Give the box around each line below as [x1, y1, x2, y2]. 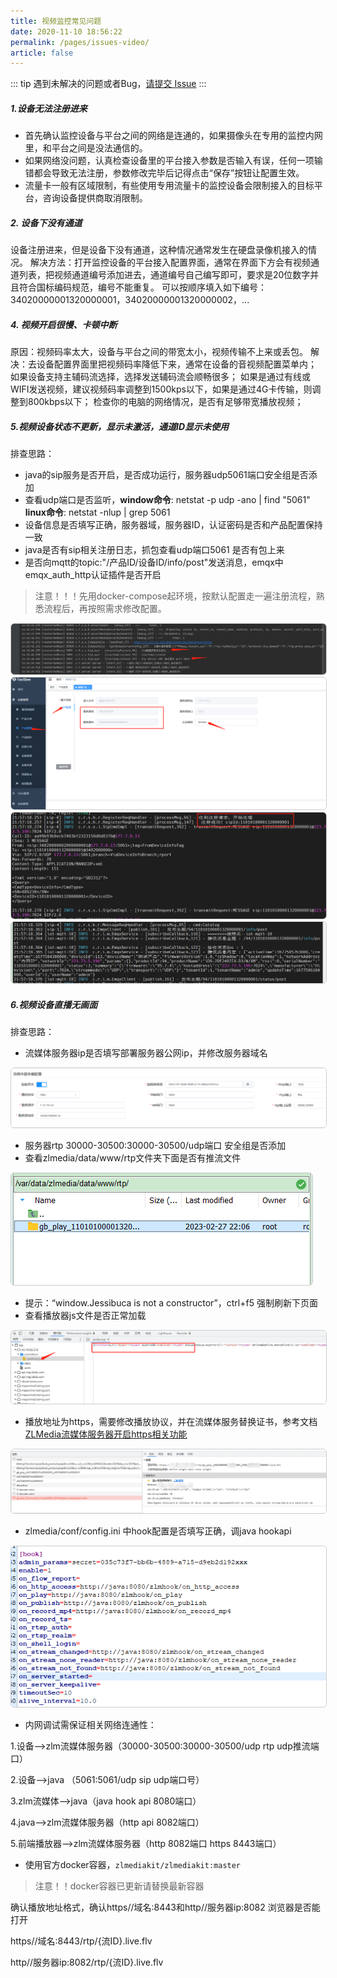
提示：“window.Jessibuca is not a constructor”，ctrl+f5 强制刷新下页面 [24, 1297, 318, 1309]
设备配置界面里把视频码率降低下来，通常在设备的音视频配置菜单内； [36, 358, 317, 370]
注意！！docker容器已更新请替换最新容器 [34, 1880, 205, 1892]
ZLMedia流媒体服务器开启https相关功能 [24, 1428, 188, 1440]
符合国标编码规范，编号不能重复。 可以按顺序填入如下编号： [18, 281, 267, 294]
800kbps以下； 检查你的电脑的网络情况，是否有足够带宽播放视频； [27, 396, 304, 408]
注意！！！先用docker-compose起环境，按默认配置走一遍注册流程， [34, 590, 317, 602]
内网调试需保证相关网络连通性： [24, 1718, 157, 1730]
